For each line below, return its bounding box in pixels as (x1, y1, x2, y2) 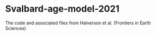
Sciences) (5, 25, 26, 31)
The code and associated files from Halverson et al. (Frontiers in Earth (5, 20, 151, 26)
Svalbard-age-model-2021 (5, 3, 120, 15)
